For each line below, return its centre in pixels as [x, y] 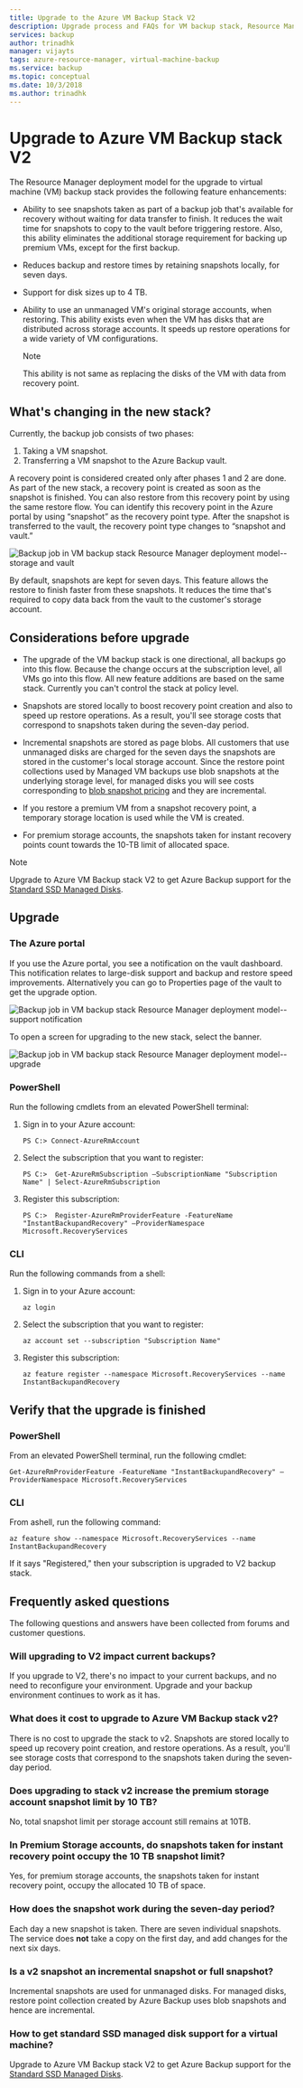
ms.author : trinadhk [48, 93]
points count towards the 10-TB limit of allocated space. [126, 845]
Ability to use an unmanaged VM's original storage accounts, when [147, 310]
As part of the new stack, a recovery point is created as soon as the [135, 488]
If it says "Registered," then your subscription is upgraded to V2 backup [143, 1564]
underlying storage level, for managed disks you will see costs [138, 781]
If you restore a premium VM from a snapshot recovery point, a [139, 808]
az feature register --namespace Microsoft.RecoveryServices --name [154, 1375]
